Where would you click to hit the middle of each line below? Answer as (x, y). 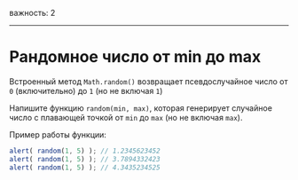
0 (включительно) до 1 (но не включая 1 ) (86, 90)
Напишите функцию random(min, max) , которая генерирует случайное (141, 108)
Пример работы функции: (58, 134)
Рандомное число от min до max (135, 57)
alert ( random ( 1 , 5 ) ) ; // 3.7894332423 (85, 159)
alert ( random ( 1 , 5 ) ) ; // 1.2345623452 (85, 151)
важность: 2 (32, 13)
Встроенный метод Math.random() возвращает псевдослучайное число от (149, 81)
